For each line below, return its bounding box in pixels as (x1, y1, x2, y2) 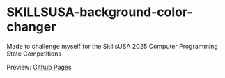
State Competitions (6, 49, 62, 58)
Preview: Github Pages (6, 63, 72, 71)
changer (6, 19, 56, 35)
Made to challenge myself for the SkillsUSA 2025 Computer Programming (6, 42, 219, 50)
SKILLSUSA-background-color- (6, 4, 193, 20)
